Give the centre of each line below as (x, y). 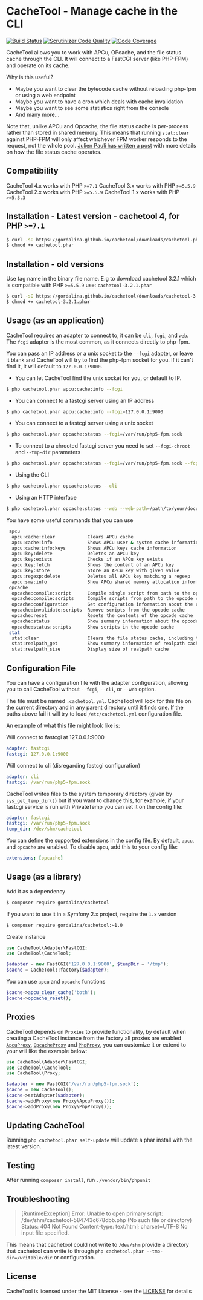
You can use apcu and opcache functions (56, 982)
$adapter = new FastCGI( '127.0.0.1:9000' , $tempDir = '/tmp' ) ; (88, 964)
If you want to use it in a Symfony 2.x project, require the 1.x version (92, 914)
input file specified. (45, 1233)
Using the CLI (32, 475)
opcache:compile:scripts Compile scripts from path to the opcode (102, 599)
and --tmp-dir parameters (48, 452)
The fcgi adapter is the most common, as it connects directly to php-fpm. (98, 341)
